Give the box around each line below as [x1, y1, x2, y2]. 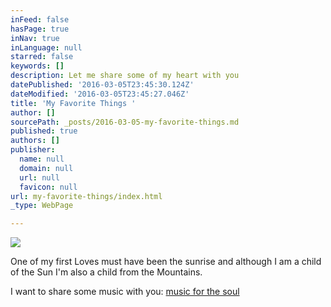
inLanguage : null [10, 42, 83, 53]
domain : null [19, 163, 74, 173]
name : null [19, 154, 65, 164]
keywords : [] [10, 61, 65, 71]
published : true [10, 126, 78, 136]
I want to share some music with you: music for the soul [10, 286, 240, 298]
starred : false [10, 52, 74, 62]
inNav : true [10, 33, 60, 43]
